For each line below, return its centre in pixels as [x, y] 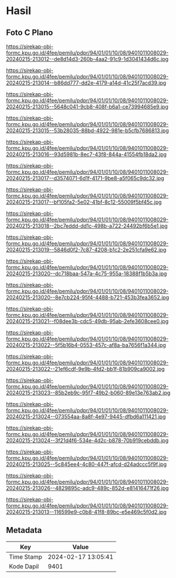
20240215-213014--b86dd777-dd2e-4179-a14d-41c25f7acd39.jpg [86, 83]
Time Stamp [26, 557]
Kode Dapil [24, 566]
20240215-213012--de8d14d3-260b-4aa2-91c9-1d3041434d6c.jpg [87, 59]
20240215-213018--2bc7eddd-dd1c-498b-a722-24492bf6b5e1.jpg [87, 226]
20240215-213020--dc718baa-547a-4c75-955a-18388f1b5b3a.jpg [87, 273]
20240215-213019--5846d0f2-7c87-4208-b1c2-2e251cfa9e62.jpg [86, 250]
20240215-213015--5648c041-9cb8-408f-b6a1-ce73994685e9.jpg [87, 107]
